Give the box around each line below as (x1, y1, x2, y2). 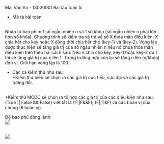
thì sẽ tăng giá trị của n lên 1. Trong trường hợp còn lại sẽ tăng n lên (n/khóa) (5, 55, 160, 61)
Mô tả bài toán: (12, 14, 43, 20)
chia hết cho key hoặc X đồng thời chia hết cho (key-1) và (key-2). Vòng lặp (5, 39, 158, 45)
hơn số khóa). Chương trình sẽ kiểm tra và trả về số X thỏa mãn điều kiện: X (5, 34, 158, 40)
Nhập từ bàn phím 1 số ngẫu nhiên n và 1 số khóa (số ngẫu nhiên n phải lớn (5, 29, 157, 34)
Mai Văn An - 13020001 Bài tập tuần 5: (5, 5, 82, 10)
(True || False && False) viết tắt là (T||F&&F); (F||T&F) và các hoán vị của (5, 100, 151, 105)
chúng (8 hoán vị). (5, 105, 43, 110)
